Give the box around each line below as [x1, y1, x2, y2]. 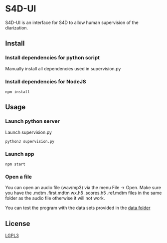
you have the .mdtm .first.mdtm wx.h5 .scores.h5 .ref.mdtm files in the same [5, 190, 162, 196]
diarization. [5, 24, 28, 30]
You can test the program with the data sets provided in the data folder [5, 205, 151, 211]
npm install [5, 89, 30, 94]
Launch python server [5, 118, 60, 125]
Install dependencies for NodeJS [5, 78, 86, 85]
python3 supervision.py [5, 139, 55, 144]
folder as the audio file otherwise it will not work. [5, 195, 105, 201]
